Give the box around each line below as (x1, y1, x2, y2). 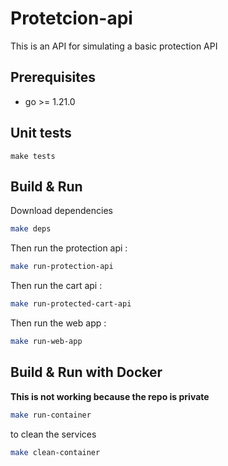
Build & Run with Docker (10, 364, 163, 381)
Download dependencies (10, 205, 113, 217)
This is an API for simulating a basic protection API (10, 40, 218, 52)
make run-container (10, 410, 92, 420)
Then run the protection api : (10, 242, 128, 254)
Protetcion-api (10, 7, 133, 30)
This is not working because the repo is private (10, 390, 210, 402)
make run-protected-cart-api (10, 299, 132, 309)
